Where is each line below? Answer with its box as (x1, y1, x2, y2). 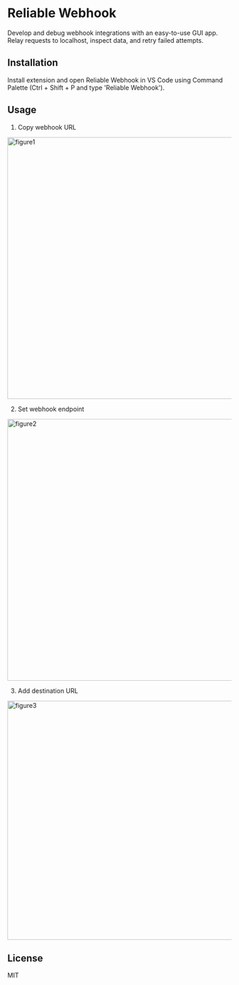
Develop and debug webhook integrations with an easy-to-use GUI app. (7, 28, 218, 37)
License (7, 952, 43, 964)
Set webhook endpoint (17, 405, 85, 413)
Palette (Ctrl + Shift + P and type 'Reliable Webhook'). (7, 83, 165, 92)
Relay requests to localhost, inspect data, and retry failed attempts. (7, 36, 204, 44)
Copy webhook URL (17, 123, 77, 131)
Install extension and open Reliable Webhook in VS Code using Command (7, 75, 223, 84)
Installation (7, 57, 58, 69)
